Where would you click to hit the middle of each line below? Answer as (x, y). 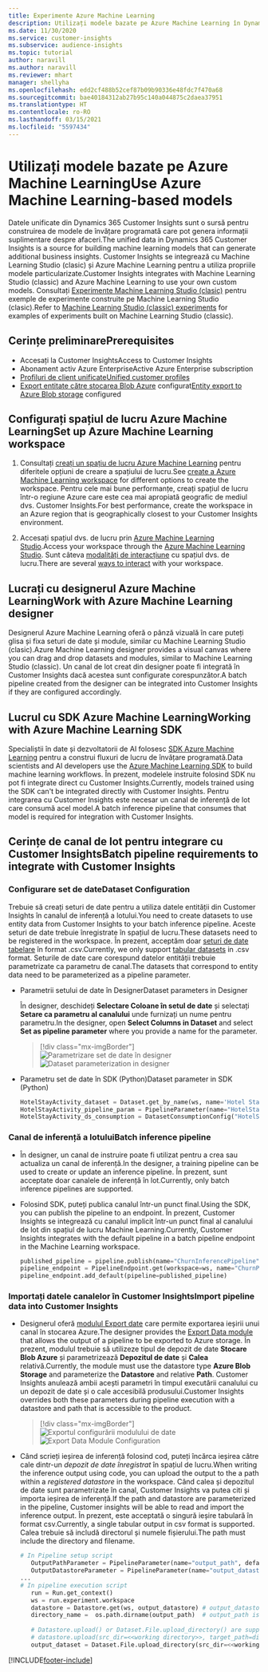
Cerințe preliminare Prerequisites (91, 341)
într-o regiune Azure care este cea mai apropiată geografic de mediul (134, 497)
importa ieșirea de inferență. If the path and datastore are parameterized (138, 1499)
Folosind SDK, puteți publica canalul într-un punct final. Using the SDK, (135, 1204)
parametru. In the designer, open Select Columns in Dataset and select (136, 1022)
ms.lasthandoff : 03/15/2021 (55, 120)
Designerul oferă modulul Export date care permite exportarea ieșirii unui (140, 1324)
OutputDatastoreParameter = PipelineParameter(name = (120, 1571)
